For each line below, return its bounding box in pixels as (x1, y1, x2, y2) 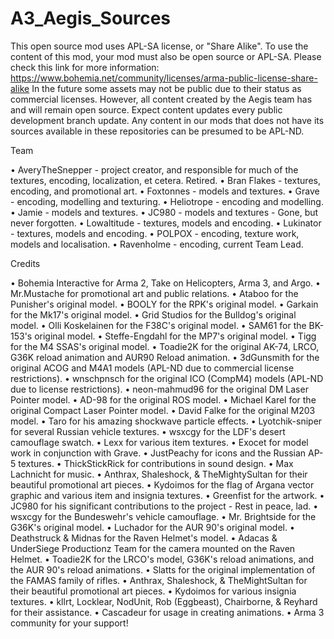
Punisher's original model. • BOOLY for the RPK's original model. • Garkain (10, 298, 319, 310)
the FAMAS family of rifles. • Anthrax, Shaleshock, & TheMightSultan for (10, 574, 308, 586)
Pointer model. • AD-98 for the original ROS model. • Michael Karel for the (10, 393, 317, 406)
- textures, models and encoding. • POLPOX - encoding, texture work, (10, 227, 300, 239)
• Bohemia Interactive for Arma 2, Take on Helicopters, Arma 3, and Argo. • (10, 277, 321, 289)
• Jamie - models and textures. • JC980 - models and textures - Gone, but (10, 206, 319, 218)
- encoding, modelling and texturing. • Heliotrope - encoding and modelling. (10, 195, 324, 207)
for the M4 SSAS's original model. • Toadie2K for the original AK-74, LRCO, (10, 340, 320, 352)
